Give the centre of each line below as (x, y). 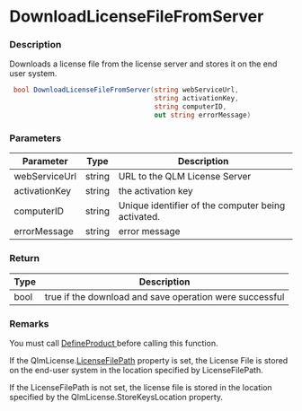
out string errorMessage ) (203, 115)
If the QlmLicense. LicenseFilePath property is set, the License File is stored (149, 360)
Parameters (35, 138)
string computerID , (191, 107)
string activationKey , (197, 99)
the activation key (155, 191)
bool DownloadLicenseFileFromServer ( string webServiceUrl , (126, 90)
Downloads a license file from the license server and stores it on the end (143, 64)
